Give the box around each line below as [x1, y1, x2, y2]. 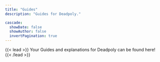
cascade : [5, 20, 23, 25]
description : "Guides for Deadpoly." [5, 12, 81, 16]
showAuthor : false [9, 29, 47, 34]
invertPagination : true [9, 34, 57, 38]
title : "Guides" [5, 7, 38, 12]
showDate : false [9, 25, 42, 29]
